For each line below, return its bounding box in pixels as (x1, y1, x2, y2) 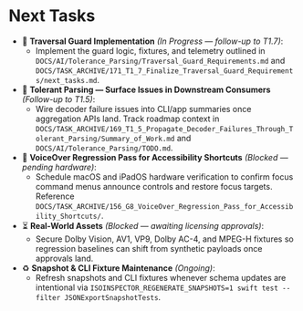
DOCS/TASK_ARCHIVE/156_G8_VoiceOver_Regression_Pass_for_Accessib (35, 202, 294, 211)
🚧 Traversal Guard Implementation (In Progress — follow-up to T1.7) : (21, 36, 284, 47)
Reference (35, 191, 75, 202)
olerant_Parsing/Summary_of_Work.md (35, 134, 175, 143)
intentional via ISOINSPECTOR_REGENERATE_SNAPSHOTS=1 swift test (35, 282, 279, 293)
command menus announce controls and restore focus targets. (35, 181, 273, 192)
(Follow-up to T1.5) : (21, 93, 96, 105)
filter (35, 293, 61, 302)
